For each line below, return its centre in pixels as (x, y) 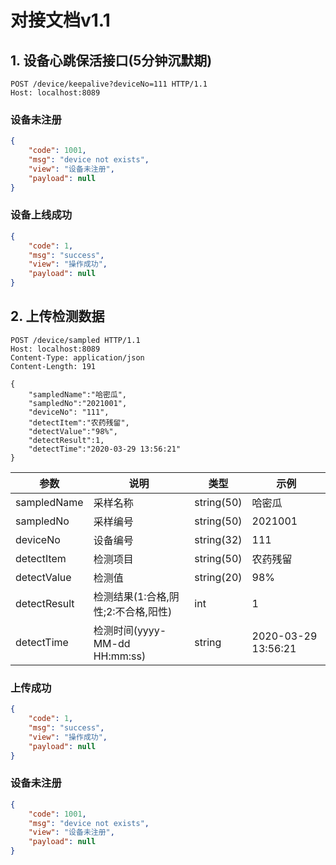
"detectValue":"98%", (73, 431)
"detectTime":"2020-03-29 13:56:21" (105, 449)
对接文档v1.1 (60, 20)
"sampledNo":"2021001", (78, 403)
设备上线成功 (41, 215)
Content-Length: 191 (53, 366)
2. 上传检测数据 (57, 316)
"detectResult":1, (66, 440)
